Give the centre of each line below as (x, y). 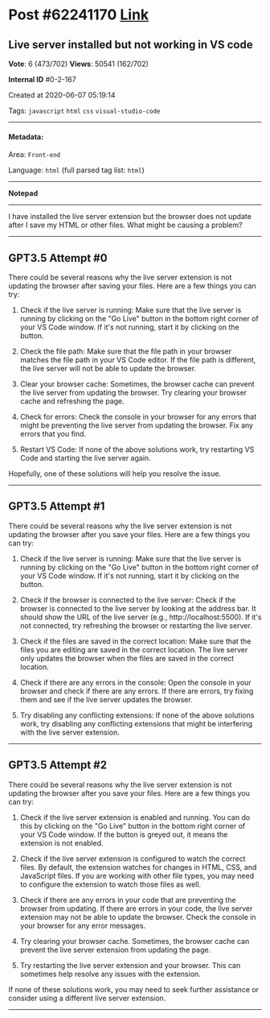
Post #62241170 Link (79, 15)
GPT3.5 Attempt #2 (57, 766)
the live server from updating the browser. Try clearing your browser (133, 393)
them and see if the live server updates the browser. (106, 699)
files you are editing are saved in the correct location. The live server (134, 649)
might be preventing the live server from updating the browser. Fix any (137, 425)
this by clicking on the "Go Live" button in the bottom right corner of (133, 826)
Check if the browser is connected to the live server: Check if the (128, 600)
